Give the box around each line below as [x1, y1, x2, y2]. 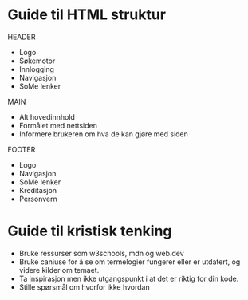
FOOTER [7, 144, 36, 154]
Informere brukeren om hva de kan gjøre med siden [18, 129, 189, 139]
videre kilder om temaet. [18, 265, 100, 274]
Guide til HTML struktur [7, 6, 167, 24]
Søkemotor [18, 56, 56, 65]
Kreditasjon [18, 185, 57, 195]
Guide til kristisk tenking [7, 222, 172, 240]
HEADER [7, 32, 37, 41]
